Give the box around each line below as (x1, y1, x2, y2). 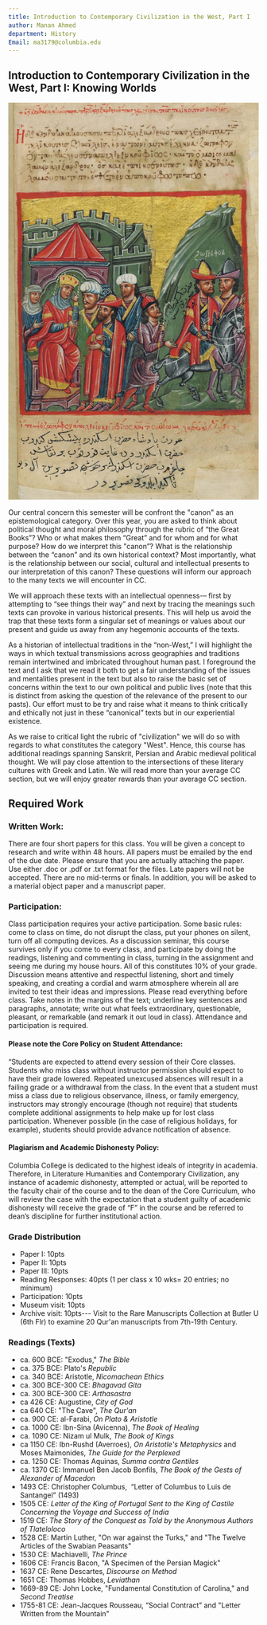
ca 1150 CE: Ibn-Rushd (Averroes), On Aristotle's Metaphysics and (19, 1439, 237, 1450)
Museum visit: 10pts (19, 1300, 86, 1310)
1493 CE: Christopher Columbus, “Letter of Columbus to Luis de (19, 1482, 232, 1492)
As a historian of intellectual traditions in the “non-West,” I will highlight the (8, 640, 253, 650)
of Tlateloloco (19, 1525, 66, 1534)
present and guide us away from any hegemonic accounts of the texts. (8, 624, 240, 634)
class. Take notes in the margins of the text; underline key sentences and (8, 995, 248, 1005)
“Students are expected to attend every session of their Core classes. (8, 1057, 236, 1066)
